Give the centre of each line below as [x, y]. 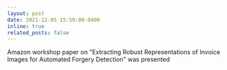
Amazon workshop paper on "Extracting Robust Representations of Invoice [114, 52]
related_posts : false [38, 33]
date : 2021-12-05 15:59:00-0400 [53, 20]
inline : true [26, 26]
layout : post [26, 13]
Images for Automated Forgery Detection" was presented [89, 60]
